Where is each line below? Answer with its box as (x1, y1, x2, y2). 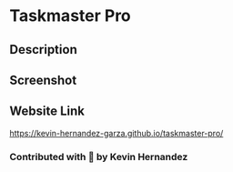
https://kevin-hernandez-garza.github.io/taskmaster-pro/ (9, 127, 224, 138)
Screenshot (9, 72, 77, 87)
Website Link (9, 104, 85, 119)
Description (9, 42, 77, 57)
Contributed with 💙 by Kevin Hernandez (9, 150, 188, 163)
